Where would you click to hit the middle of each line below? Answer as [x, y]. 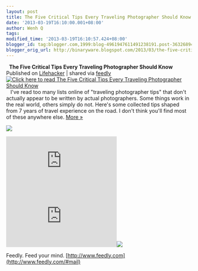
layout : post [22, 12]
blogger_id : [21, 45]
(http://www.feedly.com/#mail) [43, 262]
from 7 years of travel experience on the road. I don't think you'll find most [96, 110]
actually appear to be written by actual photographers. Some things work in [98, 98]
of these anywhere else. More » [45, 117]
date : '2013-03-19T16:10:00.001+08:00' [55, 22]
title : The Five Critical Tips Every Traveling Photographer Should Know [99, 17]
